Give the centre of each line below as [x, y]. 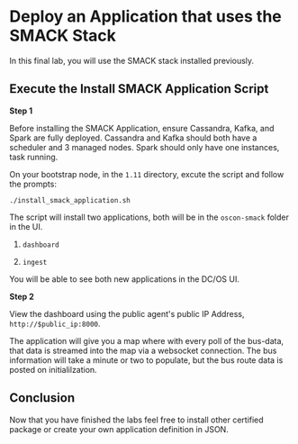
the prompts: [33, 184]
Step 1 [21, 111]
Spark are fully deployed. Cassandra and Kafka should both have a [133, 138]
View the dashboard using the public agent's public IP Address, [127, 313]
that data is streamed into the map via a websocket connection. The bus [143, 350]
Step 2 [22, 296]
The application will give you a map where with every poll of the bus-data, [147, 340]
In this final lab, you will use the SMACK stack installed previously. [132, 60]
